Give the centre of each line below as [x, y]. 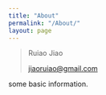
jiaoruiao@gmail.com [63, 69]
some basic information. [48, 84]
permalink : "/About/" [45, 23]
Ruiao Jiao [45, 53]
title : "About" [34, 16]
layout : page [30, 30]
